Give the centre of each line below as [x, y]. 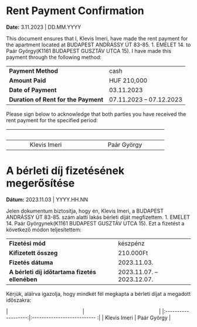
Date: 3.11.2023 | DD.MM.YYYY [44, 27]
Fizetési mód [27, 243]
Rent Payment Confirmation [75, 11]
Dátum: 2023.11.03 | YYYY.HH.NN [47, 199]
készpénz [131, 243]
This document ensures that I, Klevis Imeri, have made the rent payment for [97, 38]
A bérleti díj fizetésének [65, 171]
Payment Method [34, 70]
